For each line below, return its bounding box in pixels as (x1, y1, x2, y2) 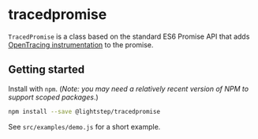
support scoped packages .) (8, 92, 99, 102)
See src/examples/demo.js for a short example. (8, 122, 161, 131)
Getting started (8, 63, 85, 77)
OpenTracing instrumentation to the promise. (8, 39, 154, 49)
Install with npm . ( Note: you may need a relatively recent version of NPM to (8, 84, 249, 93)
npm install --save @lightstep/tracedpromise (8, 107, 160, 115)
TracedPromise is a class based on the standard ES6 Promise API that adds (8, 32, 250, 41)
